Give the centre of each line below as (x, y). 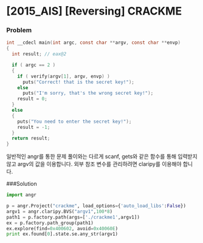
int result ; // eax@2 (39, 54)
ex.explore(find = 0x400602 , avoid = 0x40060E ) (62, 228)
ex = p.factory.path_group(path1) (50, 223)
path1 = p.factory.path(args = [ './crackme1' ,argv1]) (73, 217)
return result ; (31, 139)
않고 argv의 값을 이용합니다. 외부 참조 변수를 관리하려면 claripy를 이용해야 (94, 164)
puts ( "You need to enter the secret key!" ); (74, 122)
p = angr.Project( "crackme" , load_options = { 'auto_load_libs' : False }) (96, 206)
